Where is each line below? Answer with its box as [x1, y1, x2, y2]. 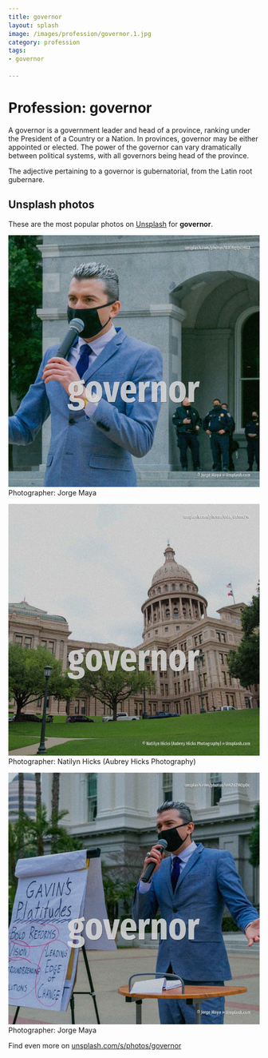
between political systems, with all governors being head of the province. [8, 150, 250, 160]
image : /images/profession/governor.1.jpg [8, 30, 152, 38]
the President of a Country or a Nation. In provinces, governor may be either [8, 133, 258, 143]
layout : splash [8, 21, 59, 30]
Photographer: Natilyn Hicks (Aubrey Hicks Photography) [8, 756, 197, 766]
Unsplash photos [8, 198, 95, 212]
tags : [8, 46, 26, 55]
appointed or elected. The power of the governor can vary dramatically [8, 142, 242, 152]
